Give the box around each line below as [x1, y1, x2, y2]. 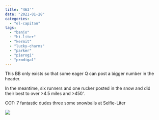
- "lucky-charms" [9, 44, 45, 48]
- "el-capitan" [9, 21, 41, 26]
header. [5, 76, 21, 82]
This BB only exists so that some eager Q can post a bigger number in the [5, 71, 154, 76]
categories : [5, 16, 29, 21]
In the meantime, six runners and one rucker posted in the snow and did [5, 85, 151, 91]
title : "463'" [5, 7, 34, 12]
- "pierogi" [9, 52, 34, 58]
